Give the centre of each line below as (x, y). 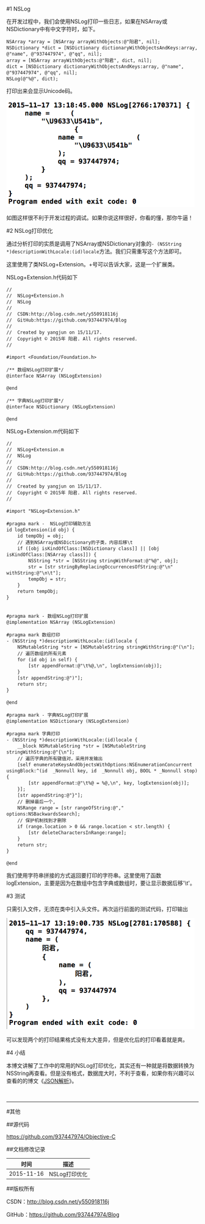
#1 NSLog (18, 9)
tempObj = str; (48, 579)
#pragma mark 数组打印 (33, 635)
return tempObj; (38, 592)
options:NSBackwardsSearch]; (43, 814)
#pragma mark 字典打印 (33, 734)
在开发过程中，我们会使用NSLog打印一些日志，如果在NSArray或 (87, 21)
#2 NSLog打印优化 (30, 231)
